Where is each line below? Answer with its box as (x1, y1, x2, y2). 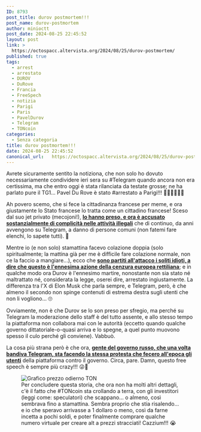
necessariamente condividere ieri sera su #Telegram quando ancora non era (6, 176, 195, 183)
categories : (6, 131, 36, 138)
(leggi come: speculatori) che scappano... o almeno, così (21, 394, 162, 401)
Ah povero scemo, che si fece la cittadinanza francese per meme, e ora (6, 201, 182, 208)
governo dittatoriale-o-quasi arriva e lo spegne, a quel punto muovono (6, 326, 180, 333)
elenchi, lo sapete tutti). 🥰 (6, 232, 69, 240)
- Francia (11, 87, 36, 93)
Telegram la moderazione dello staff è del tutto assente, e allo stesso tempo (6, 313, 193, 321)
